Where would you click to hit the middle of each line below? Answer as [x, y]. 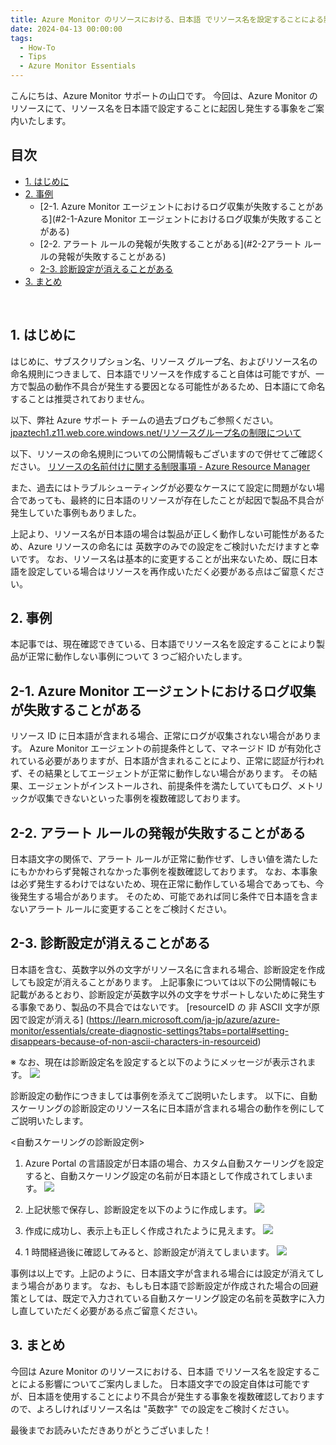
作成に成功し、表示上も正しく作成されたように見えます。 [143, 1230]
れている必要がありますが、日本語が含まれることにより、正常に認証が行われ [167, 761]
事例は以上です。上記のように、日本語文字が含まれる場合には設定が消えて [163, 1273]
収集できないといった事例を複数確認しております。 [141, 798]
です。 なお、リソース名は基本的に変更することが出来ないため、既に [159, 558]
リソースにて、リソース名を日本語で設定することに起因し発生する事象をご [163, 108]
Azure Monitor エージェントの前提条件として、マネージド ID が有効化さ [176, 748]
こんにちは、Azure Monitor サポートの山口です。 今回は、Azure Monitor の [164, 95]
